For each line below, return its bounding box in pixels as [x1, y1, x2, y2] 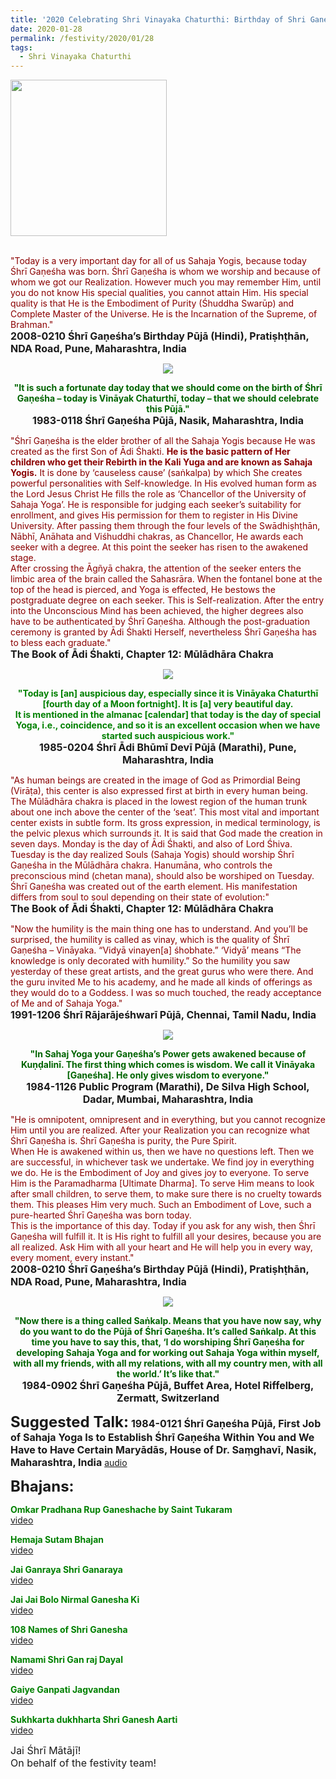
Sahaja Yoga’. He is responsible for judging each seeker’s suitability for [10, 499, 302, 511]
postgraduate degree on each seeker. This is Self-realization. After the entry [10, 594, 325, 606]
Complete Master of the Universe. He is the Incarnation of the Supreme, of [10, 308, 318, 320]
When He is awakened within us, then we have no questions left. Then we [10, 1146, 315, 1158]
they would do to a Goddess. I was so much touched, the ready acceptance [10, 987, 322, 999]
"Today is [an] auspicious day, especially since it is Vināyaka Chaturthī [17, 687, 319, 700]
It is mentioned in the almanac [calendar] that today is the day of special [14, 709, 322, 721]
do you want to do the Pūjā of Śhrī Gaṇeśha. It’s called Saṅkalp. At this [19, 1326, 317, 1338]
